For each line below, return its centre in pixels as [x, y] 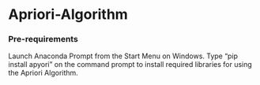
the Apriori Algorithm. [43, 73]
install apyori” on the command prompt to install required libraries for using [130, 65]
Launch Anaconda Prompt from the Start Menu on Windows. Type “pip [123, 56]
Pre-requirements [43, 39]
